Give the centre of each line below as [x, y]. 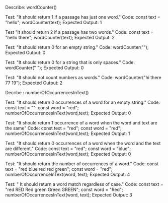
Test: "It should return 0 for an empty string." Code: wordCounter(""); [77, 47]
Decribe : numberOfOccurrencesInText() [47, 92]
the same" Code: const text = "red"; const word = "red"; [63, 128]
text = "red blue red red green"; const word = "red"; [59, 169]
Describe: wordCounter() [31, 7]
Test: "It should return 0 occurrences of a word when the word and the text [83, 143]
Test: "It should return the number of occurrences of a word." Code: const [82, 164]
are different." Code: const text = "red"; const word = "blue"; [68, 149]
